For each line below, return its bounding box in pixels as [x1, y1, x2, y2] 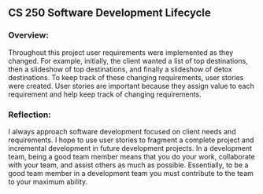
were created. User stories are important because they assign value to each [8, 81, 254, 90]
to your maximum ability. [8, 177, 88, 186]
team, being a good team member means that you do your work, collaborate [8, 152, 256, 161]
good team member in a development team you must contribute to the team [8, 168, 254, 178]
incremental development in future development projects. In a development [8, 143, 253, 152]
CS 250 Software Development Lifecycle [8, 6, 211, 20]
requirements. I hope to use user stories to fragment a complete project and [8, 135, 254, 145]
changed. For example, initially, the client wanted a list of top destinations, [8, 56, 248, 65]
